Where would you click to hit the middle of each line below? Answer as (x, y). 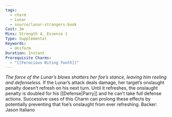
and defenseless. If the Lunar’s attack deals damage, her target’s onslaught (85, 83)
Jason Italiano (20, 110)
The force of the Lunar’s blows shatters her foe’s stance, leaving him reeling (86, 77)
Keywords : (16, 44)
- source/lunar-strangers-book (43, 24)
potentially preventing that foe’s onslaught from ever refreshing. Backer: (81, 104)
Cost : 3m (15, 29)
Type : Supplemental (26, 39)
